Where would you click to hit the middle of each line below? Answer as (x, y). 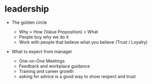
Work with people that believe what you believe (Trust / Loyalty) (83, 42)
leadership (27, 9)
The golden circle (29, 22)
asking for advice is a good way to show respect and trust (77, 76)
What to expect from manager (42, 51)
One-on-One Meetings (42, 61)
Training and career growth (46, 71)
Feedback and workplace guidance (54, 66)
